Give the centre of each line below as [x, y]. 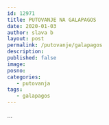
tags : [15, 89]
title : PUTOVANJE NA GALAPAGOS [52, 20]
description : [26, 52]
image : [16, 64]
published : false [32, 58]
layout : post [26, 39]
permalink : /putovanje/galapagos [55, 45]
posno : [16, 70]
